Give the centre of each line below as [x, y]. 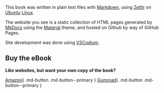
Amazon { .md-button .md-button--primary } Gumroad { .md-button [74, 80]
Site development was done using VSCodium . [52, 42]
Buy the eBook [28, 58]
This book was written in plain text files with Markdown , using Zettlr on [78, 7]
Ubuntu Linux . [20, 12]
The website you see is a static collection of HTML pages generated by [79, 22]
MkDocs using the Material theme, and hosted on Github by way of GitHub [82, 27]
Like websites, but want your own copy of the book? [61, 70]
